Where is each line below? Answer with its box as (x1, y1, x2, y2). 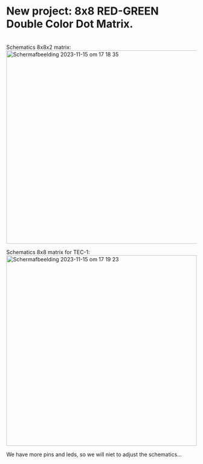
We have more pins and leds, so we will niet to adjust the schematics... (6, 451, 182, 458)
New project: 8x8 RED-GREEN (6, 4, 159, 18)
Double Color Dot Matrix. (6, 17, 134, 31)
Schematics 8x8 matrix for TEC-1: (6, 248, 91, 255)
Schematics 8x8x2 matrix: (6, 44, 71, 51)
